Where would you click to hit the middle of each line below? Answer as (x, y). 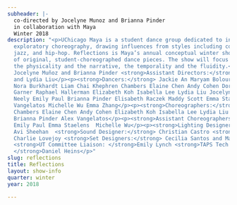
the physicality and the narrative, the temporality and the (105, 66)
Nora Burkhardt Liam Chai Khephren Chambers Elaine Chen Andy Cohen (116, 86)
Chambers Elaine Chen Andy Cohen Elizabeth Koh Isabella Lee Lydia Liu (121, 112)
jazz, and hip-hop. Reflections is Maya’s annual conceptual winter (116, 54)
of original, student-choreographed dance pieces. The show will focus (121, 60)
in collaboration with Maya (55, 27)
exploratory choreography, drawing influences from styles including (118, 46)
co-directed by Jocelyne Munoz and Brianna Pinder (90, 20)
